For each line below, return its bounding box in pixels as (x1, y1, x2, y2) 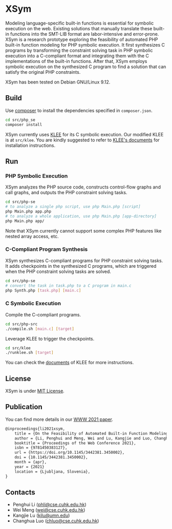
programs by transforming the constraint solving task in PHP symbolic (5, 47, 153, 53)
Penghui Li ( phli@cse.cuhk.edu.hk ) (12, 501, 87, 507)
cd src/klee (5, 345, 31, 351)
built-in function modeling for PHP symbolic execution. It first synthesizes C (5, 41, 165, 48)
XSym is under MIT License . (5, 388, 65, 394)
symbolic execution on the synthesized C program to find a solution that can (5, 64, 166, 70)
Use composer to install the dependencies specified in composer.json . (5, 107, 153, 113)
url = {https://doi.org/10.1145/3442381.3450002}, (14, 450, 125, 455)
